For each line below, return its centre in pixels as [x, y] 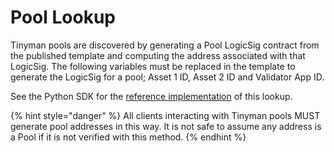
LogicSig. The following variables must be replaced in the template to [153, 66]
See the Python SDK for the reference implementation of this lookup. [151, 96]
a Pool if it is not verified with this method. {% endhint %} [128, 137]
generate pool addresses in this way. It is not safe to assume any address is [166, 126]
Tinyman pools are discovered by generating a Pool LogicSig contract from [165, 45]
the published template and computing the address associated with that [158, 55]
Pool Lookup [63, 17]
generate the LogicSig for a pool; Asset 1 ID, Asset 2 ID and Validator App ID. [167, 77]
